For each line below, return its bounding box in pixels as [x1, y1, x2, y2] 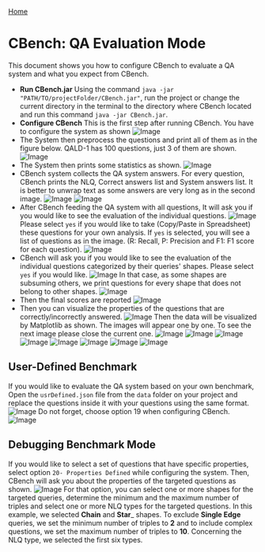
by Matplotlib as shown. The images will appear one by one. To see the [19, 320, 252, 330]
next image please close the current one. [19, 328, 154, 338]
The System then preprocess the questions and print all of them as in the [19, 135, 258, 144]
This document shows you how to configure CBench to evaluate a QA [8, 60, 235, 70]
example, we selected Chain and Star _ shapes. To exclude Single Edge [8, 509, 241, 519]
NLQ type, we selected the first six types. [8, 535, 143, 544]
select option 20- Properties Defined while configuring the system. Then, [8, 467, 250, 477]
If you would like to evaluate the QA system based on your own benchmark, [8, 381, 255, 391]
